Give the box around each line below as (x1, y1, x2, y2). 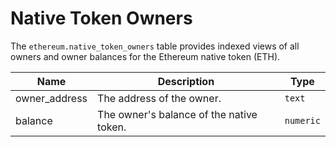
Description (157, 74, 215, 88)
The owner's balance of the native (97, 107, 258, 121)
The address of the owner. (97, 91, 222, 105)
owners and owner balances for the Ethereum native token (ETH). (10, 50, 281, 62)
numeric (284, 115, 321, 126)
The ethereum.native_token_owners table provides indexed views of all (10, 40, 300, 52)
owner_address (15, 91, 88, 105)
